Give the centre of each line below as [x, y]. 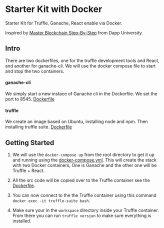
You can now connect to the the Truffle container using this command [84, 195]
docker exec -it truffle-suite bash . [51, 200]
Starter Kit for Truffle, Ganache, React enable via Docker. [64, 23]
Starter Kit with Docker [54, 9]
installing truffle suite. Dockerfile [39, 127]
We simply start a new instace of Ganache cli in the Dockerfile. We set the [81, 93]
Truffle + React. [28, 170]
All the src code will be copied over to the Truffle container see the [81, 180]
